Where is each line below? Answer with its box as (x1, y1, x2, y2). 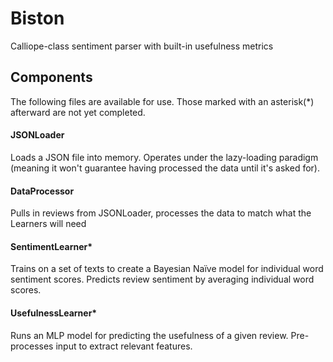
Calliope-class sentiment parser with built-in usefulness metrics (10, 40, 274, 52)
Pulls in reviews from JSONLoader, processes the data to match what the (10, 207, 312, 219)
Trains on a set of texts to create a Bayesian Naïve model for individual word (10, 263, 324, 275)
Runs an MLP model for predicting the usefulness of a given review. (10, 329, 289, 341)
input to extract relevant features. (55, 340, 193, 352)
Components (10, 69, 93, 86)
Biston (10, 7, 65, 30)
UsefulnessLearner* (10, 307, 98, 319)
